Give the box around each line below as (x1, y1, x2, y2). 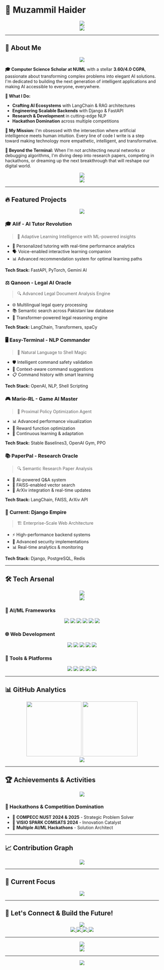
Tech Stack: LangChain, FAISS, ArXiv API (5, 497, 88, 503)
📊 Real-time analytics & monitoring (12, 544, 83, 550)
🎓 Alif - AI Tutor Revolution (5, 220, 72, 227)
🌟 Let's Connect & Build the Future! (5, 909, 113, 917)
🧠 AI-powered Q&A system (12, 477, 66, 483)
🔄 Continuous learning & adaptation (12, 430, 84, 436)
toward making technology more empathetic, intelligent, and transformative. (5, 138, 158, 143)
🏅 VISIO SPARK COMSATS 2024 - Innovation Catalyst (12, 819, 121, 825)
